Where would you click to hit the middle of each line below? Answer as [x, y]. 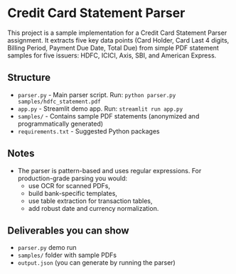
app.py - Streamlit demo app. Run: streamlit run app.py [100, 109]
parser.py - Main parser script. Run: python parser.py [97, 94]
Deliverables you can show [68, 230]
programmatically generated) [60, 124]
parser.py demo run [47, 248]
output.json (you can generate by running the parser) [96, 263]
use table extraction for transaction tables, [90, 201]
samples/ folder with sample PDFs [67, 255]
